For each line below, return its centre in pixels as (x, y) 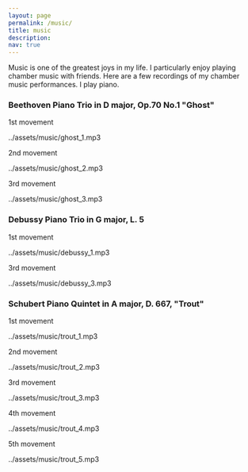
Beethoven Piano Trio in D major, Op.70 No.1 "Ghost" (112, 106)
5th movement (32, 444)
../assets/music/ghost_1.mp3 (55, 138)
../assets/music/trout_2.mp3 (54, 367)
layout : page (30, 15)
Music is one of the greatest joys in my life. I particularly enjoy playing (122, 67)
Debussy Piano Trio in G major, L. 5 (76, 220)
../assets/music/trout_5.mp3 (54, 459)
